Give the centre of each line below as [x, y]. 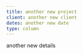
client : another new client [42, 17]
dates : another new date [38, 23]
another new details [31, 46]
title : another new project [42, 12]
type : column [23, 28]
